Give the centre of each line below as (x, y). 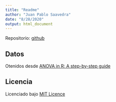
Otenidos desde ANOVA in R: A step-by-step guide (58, 66)
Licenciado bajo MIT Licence (35, 94)
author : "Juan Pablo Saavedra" (38, 15)
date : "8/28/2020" (24, 19)
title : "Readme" (22, 10)
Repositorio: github (25, 38)
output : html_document (29, 24)
